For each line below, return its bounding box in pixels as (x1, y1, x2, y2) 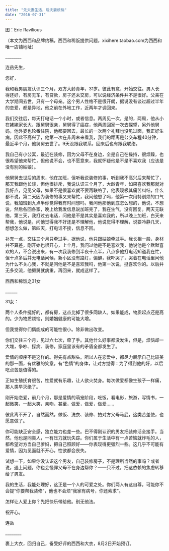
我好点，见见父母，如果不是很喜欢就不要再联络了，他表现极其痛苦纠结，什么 (5, 187, 164, 193)
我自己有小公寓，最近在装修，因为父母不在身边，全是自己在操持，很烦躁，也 (5, 151, 164, 157)
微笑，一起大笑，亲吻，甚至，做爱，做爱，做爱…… (9, 401, 115, 407)
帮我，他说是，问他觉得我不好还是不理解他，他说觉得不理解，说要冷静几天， (5, 218, 164, 225)
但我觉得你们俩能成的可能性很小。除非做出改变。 (5, 326, 107, 332)
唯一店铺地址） (5, 43, 36, 49)
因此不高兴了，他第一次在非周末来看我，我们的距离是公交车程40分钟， (14, 134, 161, 140)
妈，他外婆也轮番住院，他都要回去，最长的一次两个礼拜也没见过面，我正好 (5, 128, 159, 134)
